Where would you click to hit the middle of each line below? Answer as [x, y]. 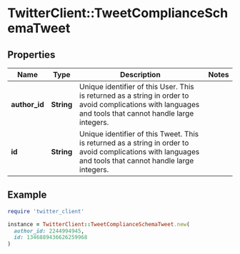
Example [27, 195]
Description [140, 75]
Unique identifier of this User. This [137, 87]
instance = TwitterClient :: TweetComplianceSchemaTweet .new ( [99, 224]
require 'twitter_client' [46, 211]
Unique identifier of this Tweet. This [139, 134]
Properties [31, 55]
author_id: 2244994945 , [49, 231]
